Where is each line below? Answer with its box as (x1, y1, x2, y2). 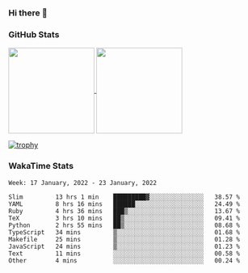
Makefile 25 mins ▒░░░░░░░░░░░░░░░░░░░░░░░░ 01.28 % (8, 235, 241, 243)
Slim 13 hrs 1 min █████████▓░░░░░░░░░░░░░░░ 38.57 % (8, 193, 241, 201)
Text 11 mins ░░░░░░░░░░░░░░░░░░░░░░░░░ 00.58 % (8, 250, 241, 258)
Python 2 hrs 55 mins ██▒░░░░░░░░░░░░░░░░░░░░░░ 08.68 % (8, 221, 241, 229)
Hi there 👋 (8, 7, 48, 19)
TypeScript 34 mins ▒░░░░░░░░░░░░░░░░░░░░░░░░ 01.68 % (8, 228, 241, 237)
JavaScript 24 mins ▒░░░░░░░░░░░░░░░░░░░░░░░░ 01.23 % (8, 242, 241, 250)
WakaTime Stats (8, 161, 74, 172)
